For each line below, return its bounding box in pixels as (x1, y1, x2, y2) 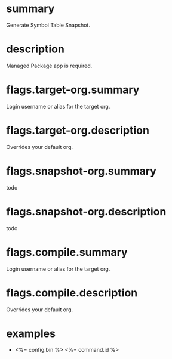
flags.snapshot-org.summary (6, 164, 157, 178)
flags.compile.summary (6, 245, 128, 259)
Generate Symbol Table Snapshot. (6, 21, 91, 29)
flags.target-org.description (6, 124, 149, 137)
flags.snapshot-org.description (6, 205, 167, 218)
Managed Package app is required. (6, 62, 93, 69)
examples (6, 327, 56, 340)
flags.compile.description (6, 286, 138, 299)
